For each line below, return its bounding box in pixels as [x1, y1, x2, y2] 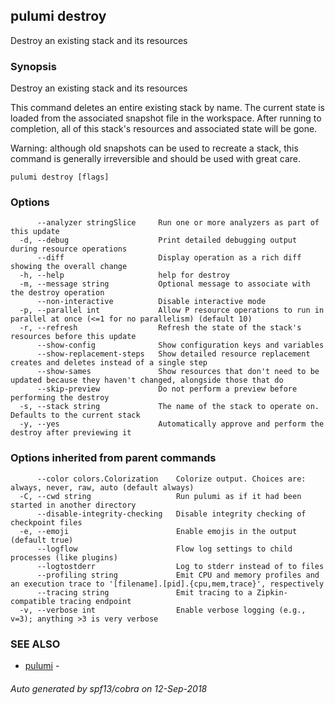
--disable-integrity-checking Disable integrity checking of [36, 509, 307, 519]
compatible [10, 596, 56, 606]
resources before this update [10, 332, 137, 342]
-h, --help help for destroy [19, 270, 230, 281]
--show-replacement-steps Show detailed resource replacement [36, 349, 311, 359]
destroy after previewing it [10, 428, 132, 438]
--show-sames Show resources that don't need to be [36, 367, 320, 377]
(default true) [10, 535, 74, 545]
